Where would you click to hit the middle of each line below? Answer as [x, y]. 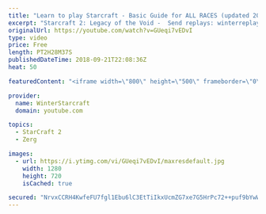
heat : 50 [23, 67]
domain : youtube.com [49, 111]
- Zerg [26, 139]
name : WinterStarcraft [53, 103]
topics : [21, 125]
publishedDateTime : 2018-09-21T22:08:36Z [78, 60]
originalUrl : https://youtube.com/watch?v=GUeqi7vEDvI [101, 30]
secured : [23, 198]
